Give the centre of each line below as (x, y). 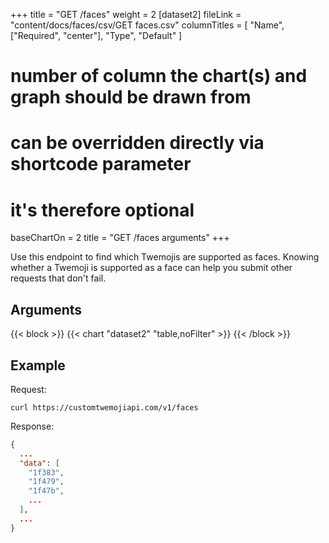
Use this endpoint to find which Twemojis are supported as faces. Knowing (165, 257)
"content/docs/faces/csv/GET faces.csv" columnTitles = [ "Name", (147, 25)
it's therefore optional (102, 210)
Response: (32, 426)
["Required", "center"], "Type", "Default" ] (96, 35)
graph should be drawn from (131, 97)
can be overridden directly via (137, 143)
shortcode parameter (101, 164)
